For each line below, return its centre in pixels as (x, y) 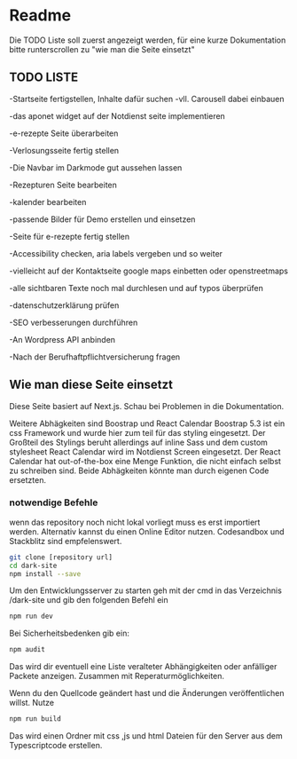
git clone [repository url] (61, 557)
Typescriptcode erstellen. (56, 746)
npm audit (27, 650)
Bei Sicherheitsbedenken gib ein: (70, 633)
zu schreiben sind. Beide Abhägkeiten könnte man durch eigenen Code (139, 470)
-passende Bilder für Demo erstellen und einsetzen (102, 219)
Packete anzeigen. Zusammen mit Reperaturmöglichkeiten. (117, 676)
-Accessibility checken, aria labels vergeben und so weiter (116, 253)
